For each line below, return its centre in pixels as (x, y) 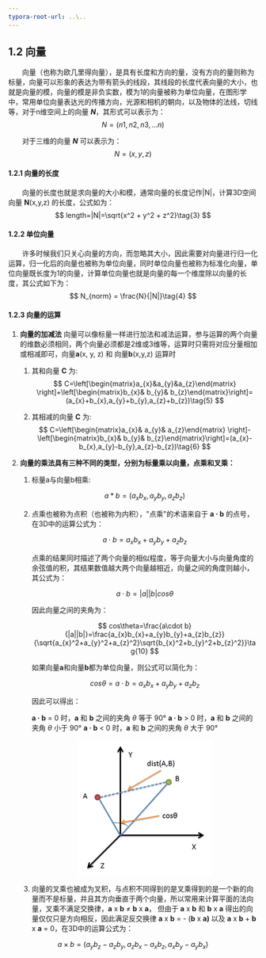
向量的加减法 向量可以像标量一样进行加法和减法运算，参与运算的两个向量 (139, 334)
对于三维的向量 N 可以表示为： (72, 141)
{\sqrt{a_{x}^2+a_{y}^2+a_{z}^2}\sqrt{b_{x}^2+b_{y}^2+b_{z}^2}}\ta (145, 643)
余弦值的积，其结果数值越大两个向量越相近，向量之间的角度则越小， (142, 567)
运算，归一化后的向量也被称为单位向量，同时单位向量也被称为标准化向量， (129, 263)
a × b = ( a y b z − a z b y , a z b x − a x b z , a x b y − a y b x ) (133, 945)
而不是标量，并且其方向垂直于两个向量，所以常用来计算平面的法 (142, 899)
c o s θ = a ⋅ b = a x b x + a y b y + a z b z (145, 684)
